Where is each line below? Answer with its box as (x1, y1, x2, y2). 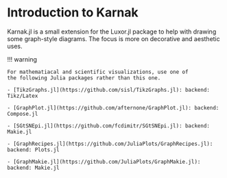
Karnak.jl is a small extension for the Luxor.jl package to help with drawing (7, 27, 217, 36)
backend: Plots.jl (7, 146, 60, 153)
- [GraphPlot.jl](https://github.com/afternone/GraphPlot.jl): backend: (7, 104, 219, 111)
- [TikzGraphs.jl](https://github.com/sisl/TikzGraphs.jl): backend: (7, 86, 211, 93)
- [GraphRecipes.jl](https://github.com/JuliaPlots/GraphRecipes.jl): (7, 140, 213, 147)
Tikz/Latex (7, 92, 38, 99)
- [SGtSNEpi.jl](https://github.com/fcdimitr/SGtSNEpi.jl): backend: (7, 122, 211, 129)
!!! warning (7, 55, 38, 63)
